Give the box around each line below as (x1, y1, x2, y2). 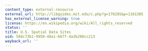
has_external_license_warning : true (5, 16, 80, 21)
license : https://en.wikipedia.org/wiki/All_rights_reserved (5, 20, 133, 26)
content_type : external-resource (5, 7, 74, 12)
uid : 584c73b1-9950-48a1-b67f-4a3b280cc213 (5, 34, 96, 39)
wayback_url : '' (5, 39, 38, 44)
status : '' (5, 25, 27, 30)
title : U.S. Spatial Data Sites (5, 30, 71, 34)
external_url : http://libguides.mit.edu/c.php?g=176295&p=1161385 (5, 12, 144, 17)
